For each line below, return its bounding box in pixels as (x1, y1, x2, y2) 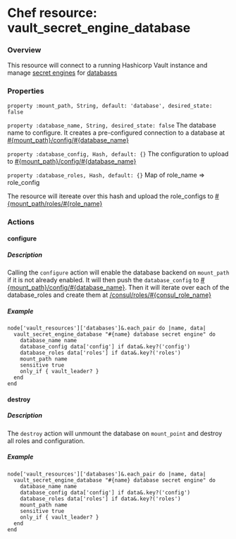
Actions (7, 217, 35, 226)
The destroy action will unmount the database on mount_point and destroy (7, 429, 223, 437)
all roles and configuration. (7, 436, 85, 445)
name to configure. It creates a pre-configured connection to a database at (7, 128, 225, 137)
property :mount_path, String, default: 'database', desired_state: (7, 102, 213, 109)
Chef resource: (7, 5, 97, 21)
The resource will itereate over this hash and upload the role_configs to (7, 192, 213, 200)
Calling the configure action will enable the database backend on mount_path (7, 268, 230, 277)
